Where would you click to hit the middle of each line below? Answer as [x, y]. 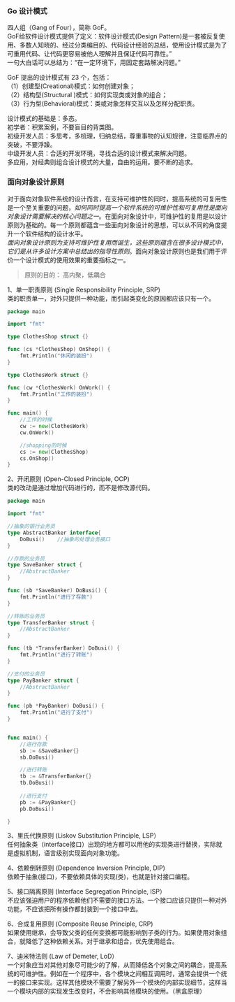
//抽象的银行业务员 [31, 527]
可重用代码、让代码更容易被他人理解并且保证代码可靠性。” [90, 54]
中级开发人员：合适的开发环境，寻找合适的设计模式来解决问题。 [99, 153]
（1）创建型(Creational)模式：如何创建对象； [71, 86]
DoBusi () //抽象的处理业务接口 [65, 539]
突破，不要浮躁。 [32, 145]
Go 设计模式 [27, 10]
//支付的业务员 [26, 674]
